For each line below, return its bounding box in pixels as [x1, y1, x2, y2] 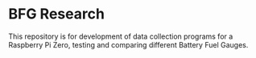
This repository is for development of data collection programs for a [8, 31, 233, 41]
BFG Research [8, 5, 105, 23]
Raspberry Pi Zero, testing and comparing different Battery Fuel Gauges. [8, 39, 249, 49]
